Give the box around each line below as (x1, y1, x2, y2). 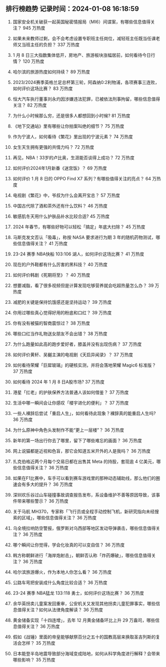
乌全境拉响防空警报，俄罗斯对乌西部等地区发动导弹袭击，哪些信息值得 (12, 525, 156, 531)
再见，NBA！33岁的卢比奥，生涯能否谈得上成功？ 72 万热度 (12, 155, 135, 161)
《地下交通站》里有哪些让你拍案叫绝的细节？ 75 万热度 (12, 123, 124, 129)
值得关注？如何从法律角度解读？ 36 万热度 (17, 607, 103, 613)
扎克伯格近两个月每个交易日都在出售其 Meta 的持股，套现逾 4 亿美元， (12, 459, 157, 464)
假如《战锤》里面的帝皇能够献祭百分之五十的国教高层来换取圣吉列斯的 (12, 634, 156, 640)
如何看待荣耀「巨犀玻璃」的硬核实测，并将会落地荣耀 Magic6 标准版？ (12, 362, 156, 368)
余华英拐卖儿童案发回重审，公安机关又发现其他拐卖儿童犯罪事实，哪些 (12, 600, 156, 606)
